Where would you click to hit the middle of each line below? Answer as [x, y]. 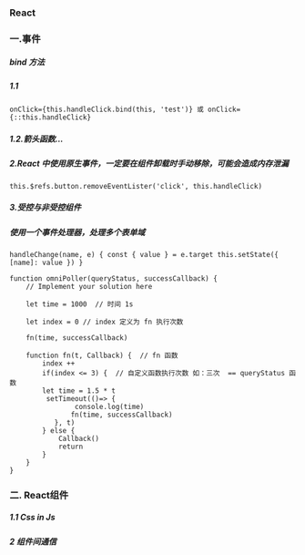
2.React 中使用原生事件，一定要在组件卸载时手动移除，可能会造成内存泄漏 [149, 164]
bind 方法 [27, 62]
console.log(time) [109, 406]
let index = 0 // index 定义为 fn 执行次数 [105, 322]
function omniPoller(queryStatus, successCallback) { [114, 278]
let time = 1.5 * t [79, 391]
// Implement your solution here [89, 286]
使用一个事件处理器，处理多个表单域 [77, 232]
